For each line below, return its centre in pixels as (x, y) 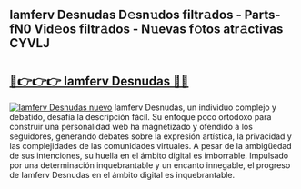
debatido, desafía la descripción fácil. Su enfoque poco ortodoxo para (140, 117)
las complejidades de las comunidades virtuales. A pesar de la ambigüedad (151, 146)
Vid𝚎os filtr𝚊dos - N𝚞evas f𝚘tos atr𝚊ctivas (159, 30)
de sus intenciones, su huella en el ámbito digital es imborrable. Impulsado (149, 155)
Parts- (262, 15)
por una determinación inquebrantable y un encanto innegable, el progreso (150, 165)
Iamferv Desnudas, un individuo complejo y (196, 107)
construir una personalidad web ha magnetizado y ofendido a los (131, 127)
